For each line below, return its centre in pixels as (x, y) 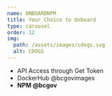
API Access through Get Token (60, 70)
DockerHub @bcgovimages (56, 78)
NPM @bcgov (37, 85)
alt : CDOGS (29, 52)
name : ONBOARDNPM (32, 13)
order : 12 (21, 32)
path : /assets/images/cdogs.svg (59, 45)
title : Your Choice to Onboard (52, 20)
